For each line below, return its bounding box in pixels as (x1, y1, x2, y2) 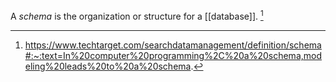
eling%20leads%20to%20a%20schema (24, 60, 192, 72)
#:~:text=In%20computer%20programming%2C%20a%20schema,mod (24, 49, 323, 61)
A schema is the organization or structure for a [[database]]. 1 (10, 9, 264, 22)
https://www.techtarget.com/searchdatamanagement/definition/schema (24, 39, 322, 51)
